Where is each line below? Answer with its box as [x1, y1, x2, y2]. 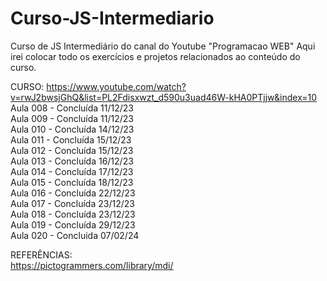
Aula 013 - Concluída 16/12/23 [10, 155, 134, 167]
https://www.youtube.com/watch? [46, 80, 187, 92]
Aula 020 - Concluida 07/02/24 [10, 229, 140, 241]
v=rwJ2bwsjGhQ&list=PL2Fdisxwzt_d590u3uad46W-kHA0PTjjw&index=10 [10, 91, 318, 103]
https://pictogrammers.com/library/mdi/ [10, 259, 174, 271]
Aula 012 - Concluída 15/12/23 [10, 144, 134, 156]
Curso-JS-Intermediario [10, 7, 215, 30]
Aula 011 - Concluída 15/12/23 [10, 133, 132, 146]
